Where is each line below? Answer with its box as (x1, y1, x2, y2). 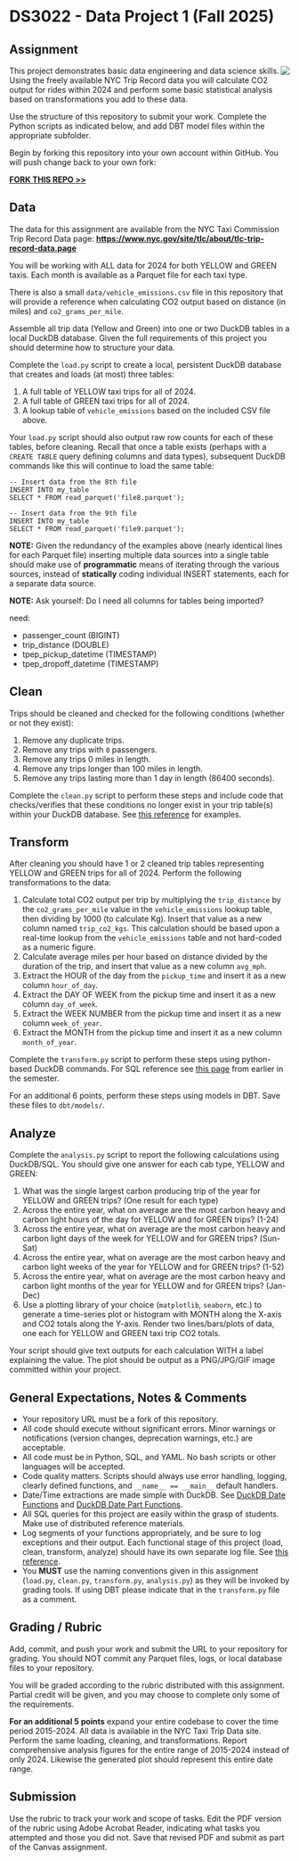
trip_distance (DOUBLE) (21, 639, 109, 650)
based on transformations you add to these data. (9, 94, 189, 104)
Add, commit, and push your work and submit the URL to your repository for (9, 1643, 287, 1654)
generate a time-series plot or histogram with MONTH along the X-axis (21, 1309, 282, 1320)
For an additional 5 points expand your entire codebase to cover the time (9, 1716, 279, 1726)
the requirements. (9, 1699, 75, 1709)
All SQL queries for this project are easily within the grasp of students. (21, 1508, 279, 1519)
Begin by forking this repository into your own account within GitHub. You (9, 147, 279, 158)
